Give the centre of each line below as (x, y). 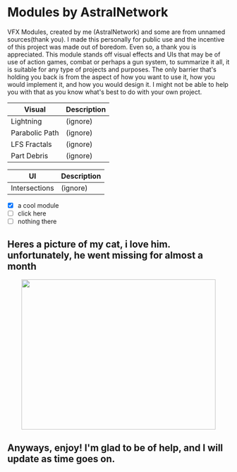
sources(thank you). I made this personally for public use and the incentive (116, 39)
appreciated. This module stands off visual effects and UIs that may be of (114, 54)
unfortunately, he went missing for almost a (105, 255)
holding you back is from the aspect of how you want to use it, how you (111, 77)
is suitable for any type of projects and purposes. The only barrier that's (112, 69)
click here (32, 213)
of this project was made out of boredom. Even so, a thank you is (102, 47)
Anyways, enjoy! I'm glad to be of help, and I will (115, 448)
